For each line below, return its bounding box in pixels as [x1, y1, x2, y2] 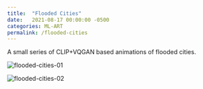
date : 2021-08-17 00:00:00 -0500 [7, 16, 110, 23]
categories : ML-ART [7, 23, 64, 29]
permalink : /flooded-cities [7, 29, 88, 36]
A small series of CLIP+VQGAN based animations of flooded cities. [7, 48, 197, 56]
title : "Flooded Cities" [7, 10, 81, 17]
